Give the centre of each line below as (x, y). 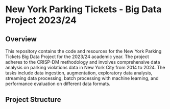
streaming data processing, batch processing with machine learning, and (82, 78)
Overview (21, 39)
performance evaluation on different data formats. (58, 84)
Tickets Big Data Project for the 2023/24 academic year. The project (77, 57)
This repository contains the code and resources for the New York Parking (83, 51)
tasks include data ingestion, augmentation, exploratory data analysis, (79, 73)
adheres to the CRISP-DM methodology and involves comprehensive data (83, 62)
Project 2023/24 (41, 20)
